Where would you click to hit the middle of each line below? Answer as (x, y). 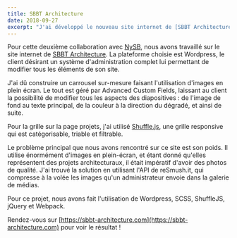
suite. (15, 113)
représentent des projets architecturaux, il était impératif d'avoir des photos (117, 163)
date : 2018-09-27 (33, 20)
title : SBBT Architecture (45, 14)
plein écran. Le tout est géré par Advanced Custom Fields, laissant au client (117, 90)
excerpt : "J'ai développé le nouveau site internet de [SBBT (99, 27)
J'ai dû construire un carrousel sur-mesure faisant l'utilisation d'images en (115, 83)
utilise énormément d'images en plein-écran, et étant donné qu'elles (107, 155)
